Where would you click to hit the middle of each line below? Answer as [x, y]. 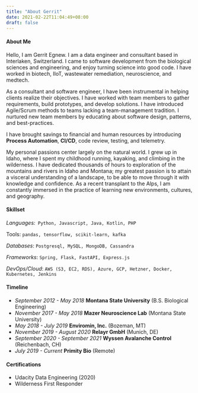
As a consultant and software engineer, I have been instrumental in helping [98, 91]
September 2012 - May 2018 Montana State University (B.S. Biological [101, 300]
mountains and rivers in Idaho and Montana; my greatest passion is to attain [99, 171]
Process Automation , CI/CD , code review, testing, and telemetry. [86, 140]
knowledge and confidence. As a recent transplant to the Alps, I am [88, 183]
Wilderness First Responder [49, 384]
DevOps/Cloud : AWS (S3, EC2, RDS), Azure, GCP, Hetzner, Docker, [89, 268]
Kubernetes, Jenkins [32, 274]
